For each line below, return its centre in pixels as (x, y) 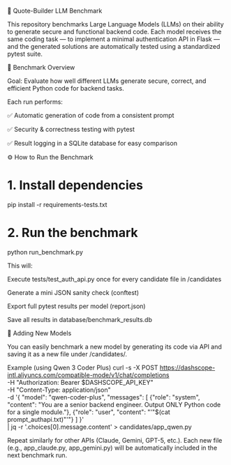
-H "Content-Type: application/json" (59, 390)
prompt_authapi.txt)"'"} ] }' (46, 419)
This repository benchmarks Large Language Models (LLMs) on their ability (116, 24)
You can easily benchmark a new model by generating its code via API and (114, 346)
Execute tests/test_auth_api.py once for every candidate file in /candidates (114, 279)
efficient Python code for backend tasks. (66, 88)
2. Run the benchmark (73, 233)
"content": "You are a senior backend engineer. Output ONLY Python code (114, 404)
